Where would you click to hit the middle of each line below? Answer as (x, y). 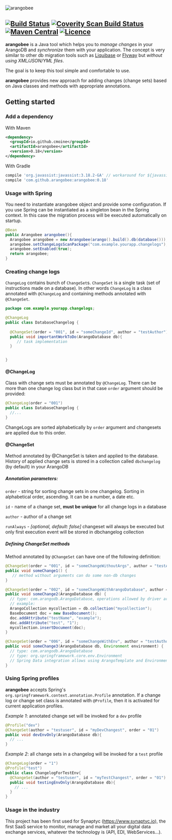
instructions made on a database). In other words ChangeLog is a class (79, 288)
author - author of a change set (38, 516)
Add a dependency (29, 117)
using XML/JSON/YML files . (35, 60)
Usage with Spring (29, 193)
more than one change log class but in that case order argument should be (84, 389)
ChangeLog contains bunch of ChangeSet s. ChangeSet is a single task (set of (83, 283)
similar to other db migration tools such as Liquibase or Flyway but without (84, 55)
